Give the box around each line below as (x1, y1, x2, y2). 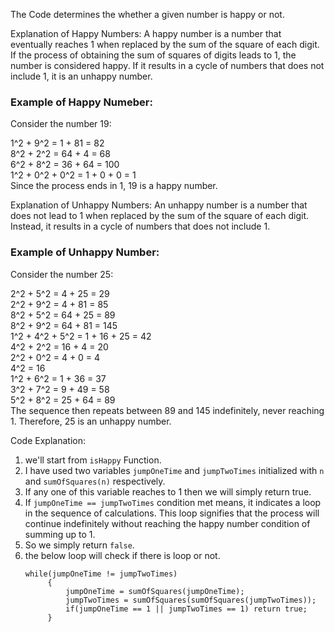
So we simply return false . (24, 539, 135, 551)
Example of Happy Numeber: (10, 95, 153, 109)
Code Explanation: (10, 434, 86, 446)
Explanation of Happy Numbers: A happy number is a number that (10, 28, 282, 39)
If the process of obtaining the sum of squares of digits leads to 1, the (10, 49, 297, 61)
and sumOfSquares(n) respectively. (24, 475, 166, 487)
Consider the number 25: (10, 268, 114, 280)
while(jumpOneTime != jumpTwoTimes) (24, 569, 178, 579)
